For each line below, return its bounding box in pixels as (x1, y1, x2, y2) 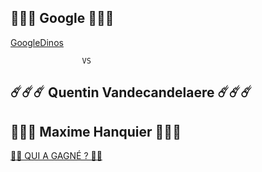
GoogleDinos (10, 36, 64, 48)
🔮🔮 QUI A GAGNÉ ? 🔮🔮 (10, 150, 103, 162)
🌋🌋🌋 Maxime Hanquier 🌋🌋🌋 (10, 123, 182, 140)
